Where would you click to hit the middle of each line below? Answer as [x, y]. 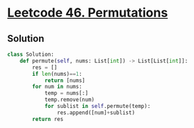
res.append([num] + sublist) [96, 113]
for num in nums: [57, 87]
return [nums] [65, 80]
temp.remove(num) [70, 100]
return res [48, 119]
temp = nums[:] [66, 93]
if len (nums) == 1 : [57, 74]
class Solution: [31, 54]
